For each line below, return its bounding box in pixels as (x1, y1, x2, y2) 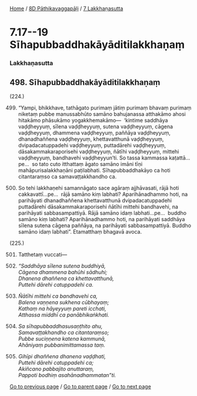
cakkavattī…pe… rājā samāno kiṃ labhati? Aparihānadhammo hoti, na (18, 191, 188, 198)
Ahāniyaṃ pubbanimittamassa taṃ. (18, 341, 105, 348)
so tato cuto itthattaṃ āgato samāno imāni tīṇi (32, 160, 143, 167)
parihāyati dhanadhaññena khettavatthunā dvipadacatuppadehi (18, 197, 172, 204)
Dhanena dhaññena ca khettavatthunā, (18, 275, 114, 282)
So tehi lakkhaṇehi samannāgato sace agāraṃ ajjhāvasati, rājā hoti (18, 184, 179, 191)
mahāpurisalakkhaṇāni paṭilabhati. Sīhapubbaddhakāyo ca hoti (18, 167, 171, 174)
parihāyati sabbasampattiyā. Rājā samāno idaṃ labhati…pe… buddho (18, 209, 187, 217)
